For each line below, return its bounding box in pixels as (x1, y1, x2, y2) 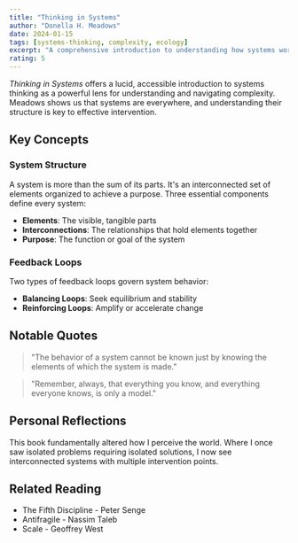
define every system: (9, 198, 87, 208)
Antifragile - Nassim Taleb (21, 515, 118, 525)
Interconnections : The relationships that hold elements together (21, 224, 258, 235)
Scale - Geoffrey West (21, 524, 104, 534)
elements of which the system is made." (30, 361, 177, 372)
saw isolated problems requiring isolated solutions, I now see (9, 446, 232, 457)
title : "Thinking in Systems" (9, 12, 122, 22)
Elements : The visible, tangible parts (21, 214, 157, 226)
